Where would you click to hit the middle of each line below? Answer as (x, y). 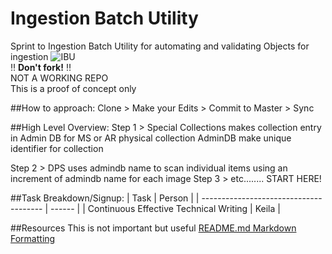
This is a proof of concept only (73, 88)
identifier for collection (57, 148)
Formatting (33, 238)
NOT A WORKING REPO (59, 78)
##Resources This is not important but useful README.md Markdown (153, 228)
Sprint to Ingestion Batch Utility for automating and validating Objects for (160, 46)
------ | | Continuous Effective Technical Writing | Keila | (165, 208)
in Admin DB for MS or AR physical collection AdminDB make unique (151, 138)
